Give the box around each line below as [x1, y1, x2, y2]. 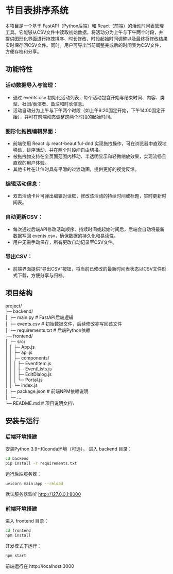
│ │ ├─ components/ [5, 354, 50, 361]
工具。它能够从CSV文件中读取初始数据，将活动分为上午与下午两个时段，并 [5, 29, 164, 35]
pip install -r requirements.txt [5, 461, 77, 466]
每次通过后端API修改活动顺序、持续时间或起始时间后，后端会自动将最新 [12, 226, 165, 232]
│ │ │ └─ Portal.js [5, 376, 43, 383]
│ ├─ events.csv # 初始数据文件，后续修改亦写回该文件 [5, 320, 123, 327]
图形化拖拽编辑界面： [5, 128, 58, 135]
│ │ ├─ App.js [5, 344, 35, 350]
